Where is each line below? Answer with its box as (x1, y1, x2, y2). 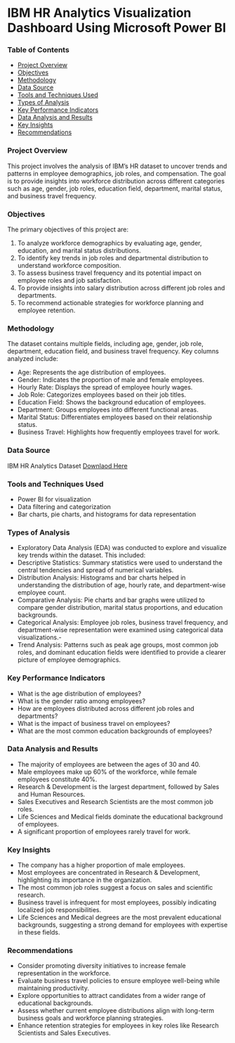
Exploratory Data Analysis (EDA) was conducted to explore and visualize (17, 544, 227, 552)
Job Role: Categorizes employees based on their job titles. (17, 390, 187, 399)
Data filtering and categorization (17, 502, 111, 511)
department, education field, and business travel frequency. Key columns (7, 347, 220, 356)
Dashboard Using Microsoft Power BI (7, 20, 227, 36)
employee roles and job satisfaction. (17, 276, 123, 285)
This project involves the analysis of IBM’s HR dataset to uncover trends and (7, 162, 227, 170)
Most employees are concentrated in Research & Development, (17, 869, 201, 877)
